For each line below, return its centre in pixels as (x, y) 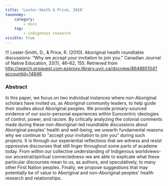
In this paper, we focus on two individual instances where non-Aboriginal (81, 98)
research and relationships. (34, 178)
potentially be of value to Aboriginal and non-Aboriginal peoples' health (79, 173)
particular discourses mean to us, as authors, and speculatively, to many (80, 162)
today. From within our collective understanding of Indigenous (70, 151)
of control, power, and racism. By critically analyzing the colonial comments (84, 119)
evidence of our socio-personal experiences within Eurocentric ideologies (82, 114)
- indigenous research (47, 33)
